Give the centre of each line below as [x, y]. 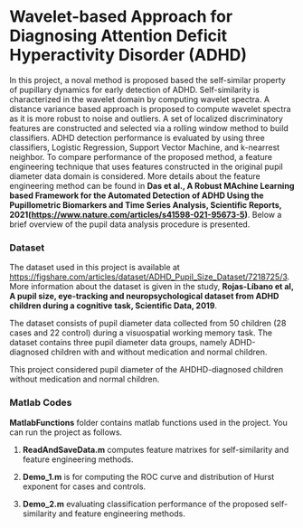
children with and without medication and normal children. [159, 352]
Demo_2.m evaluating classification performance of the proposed [145, 504]
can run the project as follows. [66, 432]
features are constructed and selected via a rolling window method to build [149, 127]
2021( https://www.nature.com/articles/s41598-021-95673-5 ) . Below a [146, 214]
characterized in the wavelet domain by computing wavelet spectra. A [139, 99]
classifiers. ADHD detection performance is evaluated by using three [137, 137]
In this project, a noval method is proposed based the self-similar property [148, 80]
